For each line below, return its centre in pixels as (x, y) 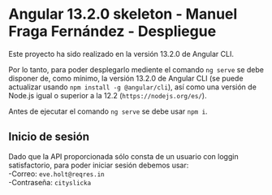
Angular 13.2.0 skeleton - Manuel (123, 14)
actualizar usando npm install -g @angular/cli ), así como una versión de (133, 87)
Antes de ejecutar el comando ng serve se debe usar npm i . (108, 111)
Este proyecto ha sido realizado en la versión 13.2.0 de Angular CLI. (121, 54)
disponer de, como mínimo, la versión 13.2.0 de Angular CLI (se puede (126, 78)
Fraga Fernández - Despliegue (112, 31)
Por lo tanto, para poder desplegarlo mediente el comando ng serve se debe (136, 69)
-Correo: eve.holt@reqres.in (56, 173)
